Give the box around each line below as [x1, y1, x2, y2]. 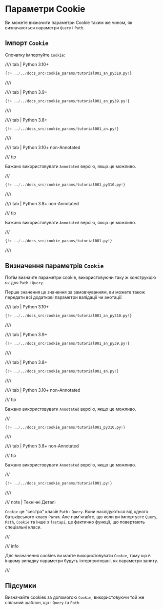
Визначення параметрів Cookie [5, 261, 104, 270]
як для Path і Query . [5, 279, 44, 285]
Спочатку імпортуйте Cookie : [5, 52, 65, 58]
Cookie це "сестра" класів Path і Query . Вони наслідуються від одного [5, 509, 149, 515]
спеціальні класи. [5, 524, 42, 530]
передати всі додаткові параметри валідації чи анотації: [5, 294, 123, 300]
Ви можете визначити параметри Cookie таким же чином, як [5, 20, 133, 25]
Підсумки [5, 581, 37, 589]
